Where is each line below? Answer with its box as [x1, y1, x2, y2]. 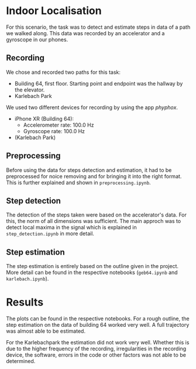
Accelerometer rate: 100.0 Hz [23, 121, 94, 128]
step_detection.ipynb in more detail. [6, 230, 95, 237]
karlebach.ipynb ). [6, 275, 49, 282]
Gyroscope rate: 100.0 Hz [23, 127, 85, 134]
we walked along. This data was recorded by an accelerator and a [6, 29, 165, 36]
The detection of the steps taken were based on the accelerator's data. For [6, 211, 187, 218]
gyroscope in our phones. [6, 36, 68, 43]
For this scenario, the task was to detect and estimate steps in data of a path [6, 23, 191, 31]
